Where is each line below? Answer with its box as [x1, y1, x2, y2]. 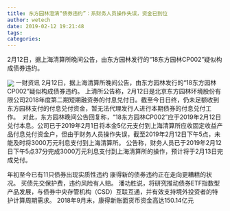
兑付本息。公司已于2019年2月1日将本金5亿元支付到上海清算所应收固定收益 [7, 122, 218, 130]
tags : [7, 29, 23, 36]
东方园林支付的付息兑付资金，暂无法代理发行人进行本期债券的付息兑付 [7, 104, 206, 113]
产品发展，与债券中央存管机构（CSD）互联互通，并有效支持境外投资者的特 [7, 188, 218, 196]
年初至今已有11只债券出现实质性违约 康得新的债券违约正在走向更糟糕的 [7, 170, 207, 179]
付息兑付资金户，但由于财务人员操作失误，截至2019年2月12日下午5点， [12, 130, 215, 138]
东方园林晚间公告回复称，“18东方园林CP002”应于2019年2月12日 [40, 113, 222, 121]
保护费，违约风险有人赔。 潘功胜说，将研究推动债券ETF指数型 [44, 179, 220, 188]
